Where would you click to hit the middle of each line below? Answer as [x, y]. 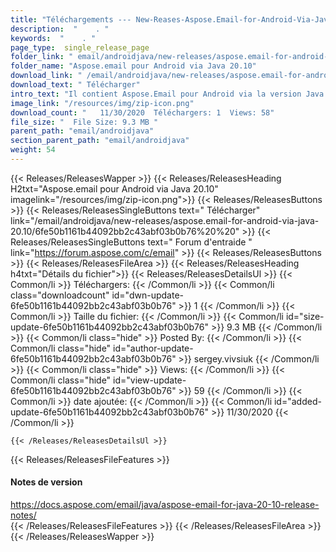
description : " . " [60, 29]
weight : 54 [33, 150]
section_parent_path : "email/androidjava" [100, 141]
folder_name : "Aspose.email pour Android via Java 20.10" [133, 66]
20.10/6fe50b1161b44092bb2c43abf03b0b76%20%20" [125, 231]
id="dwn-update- [147, 295]
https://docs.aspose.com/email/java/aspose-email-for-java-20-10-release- [165, 505]
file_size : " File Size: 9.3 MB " [84, 122]
